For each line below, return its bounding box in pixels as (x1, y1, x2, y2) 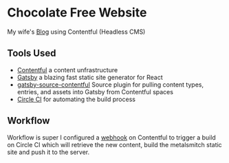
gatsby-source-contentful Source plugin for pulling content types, (17, 80, 204, 89)
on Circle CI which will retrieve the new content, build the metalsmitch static (7, 140, 222, 149)
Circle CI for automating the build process (17, 95, 136, 103)
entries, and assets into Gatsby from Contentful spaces (17, 87, 174, 96)
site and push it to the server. (7, 148, 90, 156)
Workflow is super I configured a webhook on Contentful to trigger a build (7, 133, 217, 142)
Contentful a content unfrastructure (17, 65, 118, 74)
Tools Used (7, 47, 56, 59)
